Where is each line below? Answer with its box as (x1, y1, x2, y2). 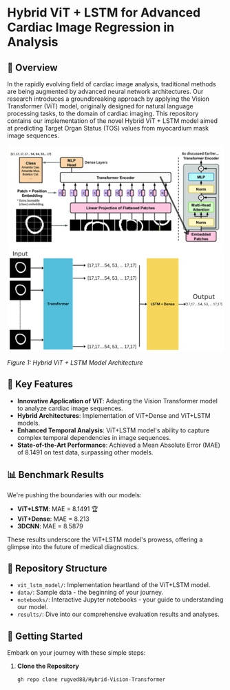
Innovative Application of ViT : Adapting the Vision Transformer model (17, 396, 218, 405)
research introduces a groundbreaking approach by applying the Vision (7, 95, 210, 103)
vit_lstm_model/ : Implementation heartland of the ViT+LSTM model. (17, 581, 211, 589)
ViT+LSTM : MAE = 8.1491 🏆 (17, 504, 98, 512)
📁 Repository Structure (7, 562, 107, 574)
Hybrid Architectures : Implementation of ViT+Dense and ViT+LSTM (17, 411, 211, 419)
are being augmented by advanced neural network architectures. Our (7, 88, 204, 95)
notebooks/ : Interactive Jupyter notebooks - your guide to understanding (17, 595, 224, 604)
